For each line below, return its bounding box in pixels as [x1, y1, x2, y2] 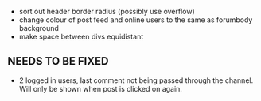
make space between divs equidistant [18, 32, 144, 41]
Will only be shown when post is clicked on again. [18, 84, 182, 93]
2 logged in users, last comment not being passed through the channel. [18, 75, 254, 85]
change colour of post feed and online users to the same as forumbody [18, 15, 253, 24]
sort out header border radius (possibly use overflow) [18, 7, 196, 16]
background [18, 24, 59, 32]
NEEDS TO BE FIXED [7, 54, 109, 68]
